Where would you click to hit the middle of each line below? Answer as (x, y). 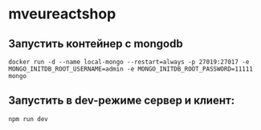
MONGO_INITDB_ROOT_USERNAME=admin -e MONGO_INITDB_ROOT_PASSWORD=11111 (130, 69)
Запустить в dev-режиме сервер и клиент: (122, 101)
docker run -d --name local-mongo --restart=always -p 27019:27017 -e (129, 62)
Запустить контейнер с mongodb (96, 44)
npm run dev (28, 119)
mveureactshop (62, 14)
